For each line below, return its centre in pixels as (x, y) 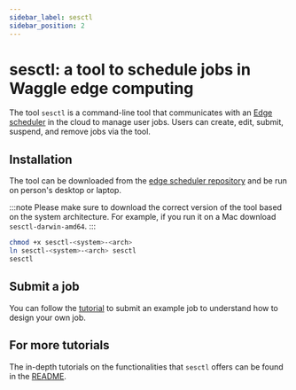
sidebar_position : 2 (47, 26)
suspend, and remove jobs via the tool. (80, 132)
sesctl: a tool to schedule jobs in (130, 70)
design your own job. (47, 317)
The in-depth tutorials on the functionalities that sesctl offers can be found (146, 367)
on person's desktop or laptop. (66, 191)
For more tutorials (59, 345)
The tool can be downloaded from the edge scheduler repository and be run (148, 181)
